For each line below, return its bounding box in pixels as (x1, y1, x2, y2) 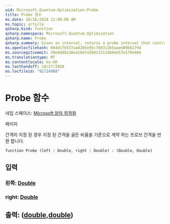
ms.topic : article (5, 21, 44, 27)
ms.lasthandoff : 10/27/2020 (5, 64, 65, 69)
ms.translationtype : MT (5, 54, 56, 60)
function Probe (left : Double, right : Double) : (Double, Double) (5, 148, 153, 153)
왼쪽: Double (5, 180, 36, 187)
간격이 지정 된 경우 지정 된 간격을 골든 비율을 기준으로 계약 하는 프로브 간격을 (5, 132, 156, 138)
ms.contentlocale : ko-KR (5, 59, 58, 65)
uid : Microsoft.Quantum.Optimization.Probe (5, 7, 99, 13)
